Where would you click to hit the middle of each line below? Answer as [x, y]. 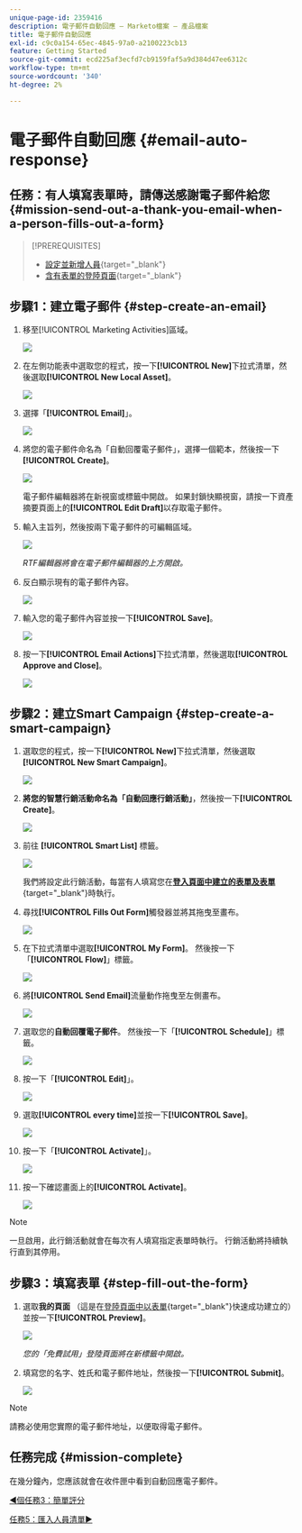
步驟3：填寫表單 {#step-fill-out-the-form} [129, 1283]
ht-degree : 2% [36, 85]
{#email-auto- [193, 140]
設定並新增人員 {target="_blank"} [105, 264]
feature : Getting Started [58, 51]
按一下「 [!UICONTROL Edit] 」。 [80, 1079]
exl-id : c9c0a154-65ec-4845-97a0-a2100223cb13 [98, 43]
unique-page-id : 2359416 [56, 18]
